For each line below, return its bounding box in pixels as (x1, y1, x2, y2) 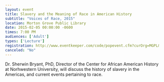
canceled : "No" (5, 48, 36, 52)
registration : (5, 43, 34, 48)
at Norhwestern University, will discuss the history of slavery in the (5, 66, 140, 72)
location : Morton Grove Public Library (5, 20, 86, 26)
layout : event (5, 7, 34, 12)
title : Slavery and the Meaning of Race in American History (5, 12, 132, 16)
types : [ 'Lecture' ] (5, 39, 45, 44)
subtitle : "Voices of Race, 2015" (5, 16, 76, 21)
